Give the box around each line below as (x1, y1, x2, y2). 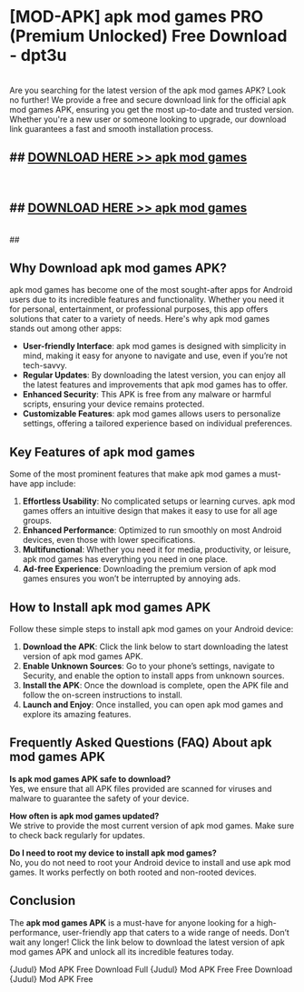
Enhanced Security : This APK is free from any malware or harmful (22, 389, 272, 400)
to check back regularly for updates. (9, 829, 145, 840)
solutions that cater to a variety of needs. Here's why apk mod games (9, 314, 270, 325)
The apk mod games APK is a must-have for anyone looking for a (9, 917, 255, 928)
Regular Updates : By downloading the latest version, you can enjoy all (22, 370, 286, 381)
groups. (22, 516, 53, 526)
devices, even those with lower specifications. (22, 535, 196, 546)
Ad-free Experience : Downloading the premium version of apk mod (22, 564, 277, 575)
